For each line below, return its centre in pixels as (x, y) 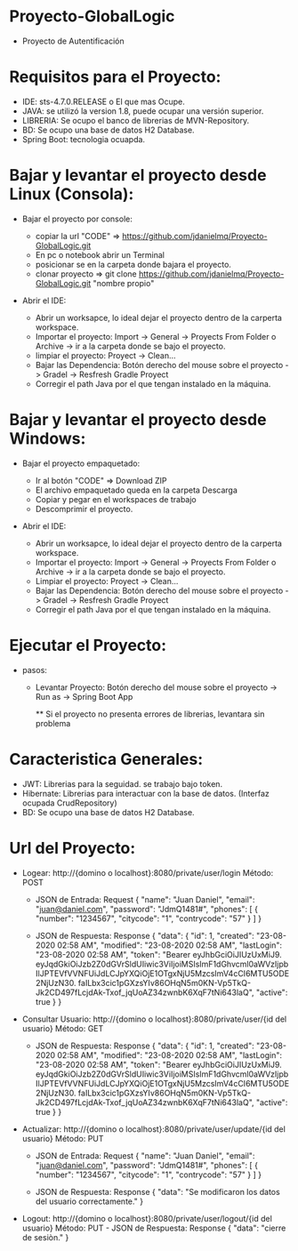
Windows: (48, 438)
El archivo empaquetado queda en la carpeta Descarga (137, 490)
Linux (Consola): (72, 194)
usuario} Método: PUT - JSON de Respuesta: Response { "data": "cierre (154, 1228)
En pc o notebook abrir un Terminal (100, 254)
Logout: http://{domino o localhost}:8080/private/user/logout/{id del (147, 1218)
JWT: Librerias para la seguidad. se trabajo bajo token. (122, 783)
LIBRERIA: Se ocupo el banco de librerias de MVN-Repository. (136, 120)
